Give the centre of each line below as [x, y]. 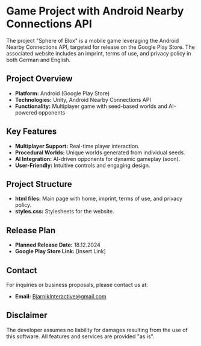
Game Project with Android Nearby [95, 11]
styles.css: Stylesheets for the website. [64, 212]
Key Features [32, 132]
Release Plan [31, 230]
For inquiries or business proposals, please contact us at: [77, 285]
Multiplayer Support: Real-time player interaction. [77, 146]
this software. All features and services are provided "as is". [80, 336]
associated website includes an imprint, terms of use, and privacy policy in [99, 53]
